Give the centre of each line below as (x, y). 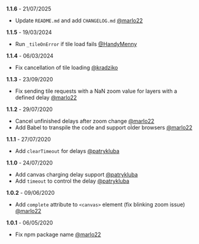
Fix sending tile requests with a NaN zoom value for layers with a (96, 91)
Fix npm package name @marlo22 (58, 234)
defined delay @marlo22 (46, 97)
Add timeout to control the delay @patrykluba (72, 181)
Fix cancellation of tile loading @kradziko (66, 67)
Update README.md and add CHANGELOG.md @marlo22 (79, 20)
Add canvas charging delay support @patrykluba (76, 175)
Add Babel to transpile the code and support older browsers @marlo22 (104, 127)
